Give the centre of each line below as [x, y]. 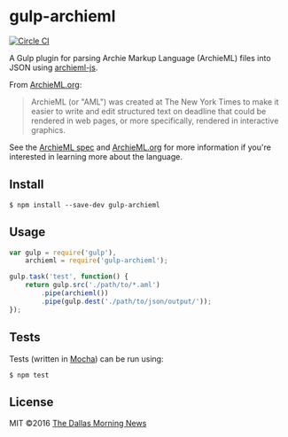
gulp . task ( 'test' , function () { [69, 277]
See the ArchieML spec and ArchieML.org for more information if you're [140, 147]
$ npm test [29, 375]
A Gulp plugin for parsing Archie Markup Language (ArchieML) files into [140, 58]
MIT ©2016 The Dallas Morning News [78, 424]
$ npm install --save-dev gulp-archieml [85, 205]
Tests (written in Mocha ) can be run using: [86, 359]
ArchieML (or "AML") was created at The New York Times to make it [155, 101]
